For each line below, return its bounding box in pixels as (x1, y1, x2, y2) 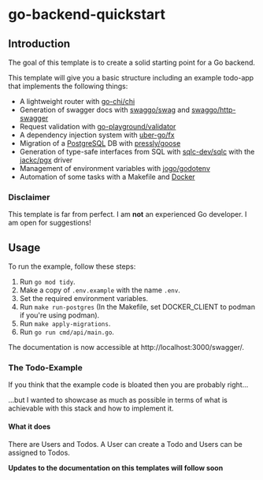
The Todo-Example (8, 363, 83, 374)
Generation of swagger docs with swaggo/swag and (19, 105, 191, 114)
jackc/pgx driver (19, 155, 73, 165)
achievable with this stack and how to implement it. (8, 404, 175, 413)
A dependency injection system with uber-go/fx (19, 130, 175, 140)
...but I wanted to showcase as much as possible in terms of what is (8, 396, 228, 405)
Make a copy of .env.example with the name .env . (19, 285, 181, 295)
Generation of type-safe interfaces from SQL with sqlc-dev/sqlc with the (19, 147, 255, 156)
